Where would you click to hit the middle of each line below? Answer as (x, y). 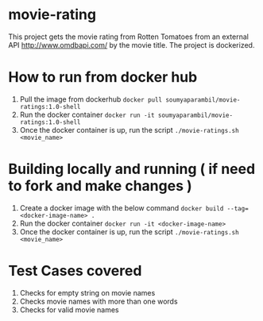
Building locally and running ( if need (132, 169)
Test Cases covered (75, 271)
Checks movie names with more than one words (99, 301)
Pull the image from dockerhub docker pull (91, 99)
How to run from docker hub (103, 77)
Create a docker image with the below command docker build (122, 207)
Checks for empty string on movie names (87, 292)
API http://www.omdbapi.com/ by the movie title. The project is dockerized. (131, 44)
